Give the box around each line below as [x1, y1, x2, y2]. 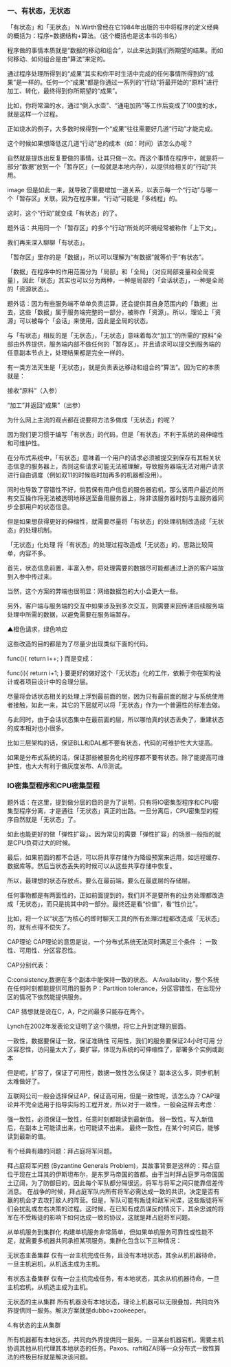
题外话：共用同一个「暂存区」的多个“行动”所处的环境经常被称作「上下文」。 [7, 224, 221, 232]
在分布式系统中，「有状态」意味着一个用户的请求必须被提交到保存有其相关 [7, 453, 215, 462]
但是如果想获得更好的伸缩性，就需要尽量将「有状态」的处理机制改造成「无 [7, 517, 218, 526]
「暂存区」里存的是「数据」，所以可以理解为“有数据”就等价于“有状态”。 [7, 253, 208, 261]
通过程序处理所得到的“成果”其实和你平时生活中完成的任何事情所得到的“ [7, 70, 208, 78]
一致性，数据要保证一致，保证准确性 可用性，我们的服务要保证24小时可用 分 [7, 1036, 223, 1045]
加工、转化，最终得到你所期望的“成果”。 [7, 87, 122, 95]
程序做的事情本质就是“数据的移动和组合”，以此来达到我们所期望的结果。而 [7, 46, 218, 54]
